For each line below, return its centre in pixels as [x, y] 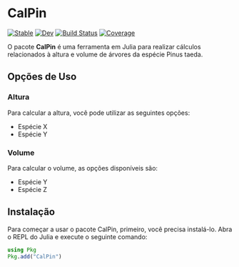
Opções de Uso [42, 77]
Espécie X [32, 126]
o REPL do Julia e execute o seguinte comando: [77, 236]
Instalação [31, 212]
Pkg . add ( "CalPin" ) [35, 256]
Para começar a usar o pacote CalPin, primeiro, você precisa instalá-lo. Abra [120, 229]
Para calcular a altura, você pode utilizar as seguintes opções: [99, 113]
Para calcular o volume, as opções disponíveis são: [83, 168]
